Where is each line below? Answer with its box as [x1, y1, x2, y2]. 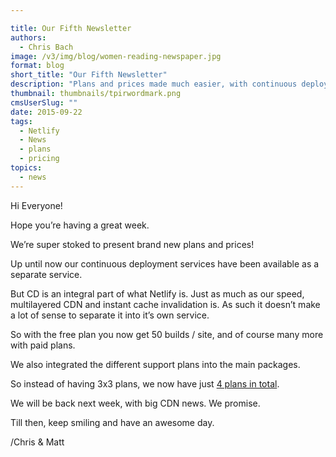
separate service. [10, 268, 83, 280]
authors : [10, 32, 47, 43]
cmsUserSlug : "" [10, 97, 78, 108]
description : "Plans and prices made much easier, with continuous [10, 79, 298, 90]
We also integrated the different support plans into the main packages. [10, 358, 301, 370]
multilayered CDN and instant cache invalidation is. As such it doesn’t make [10, 298, 321, 310]
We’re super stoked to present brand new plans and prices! [10, 238, 255, 250]
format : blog [10, 61, 65, 71]
